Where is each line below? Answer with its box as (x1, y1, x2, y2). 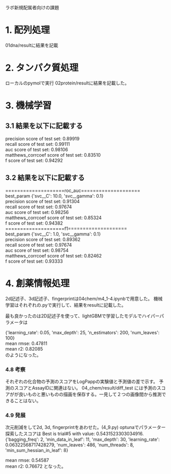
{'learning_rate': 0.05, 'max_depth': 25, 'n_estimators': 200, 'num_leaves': (5, 329, 160, 335)
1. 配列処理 (5, 25, 50, 36)
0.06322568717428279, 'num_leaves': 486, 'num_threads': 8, (5, 442, 134, 448)
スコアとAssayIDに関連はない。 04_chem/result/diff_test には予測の (14, 384, 157, 391)
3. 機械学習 (5, 100, 52, 112)
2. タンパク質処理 (5, 62, 79, 74)
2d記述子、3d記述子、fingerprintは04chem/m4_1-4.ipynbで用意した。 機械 (5, 295, 163, 301)
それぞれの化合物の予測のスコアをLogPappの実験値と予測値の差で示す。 (5, 378, 158, 384)
